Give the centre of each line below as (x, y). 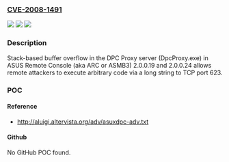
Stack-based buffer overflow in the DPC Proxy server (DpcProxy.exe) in (108, 58)
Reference (22, 107)
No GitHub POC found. (39, 152)
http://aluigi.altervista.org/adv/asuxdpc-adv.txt (83, 122)
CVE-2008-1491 (35, 10)
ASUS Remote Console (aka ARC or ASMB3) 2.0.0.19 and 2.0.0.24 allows (109, 65)
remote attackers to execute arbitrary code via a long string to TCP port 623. (115, 72)
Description (27, 43)
